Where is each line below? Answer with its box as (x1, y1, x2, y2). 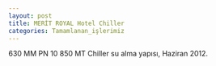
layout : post (8, 11, 53, 20)
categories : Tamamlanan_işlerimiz (8, 27, 125, 35)
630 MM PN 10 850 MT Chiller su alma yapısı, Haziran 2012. (8, 49, 209, 59)
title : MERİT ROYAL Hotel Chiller (8, 19, 125, 27)
